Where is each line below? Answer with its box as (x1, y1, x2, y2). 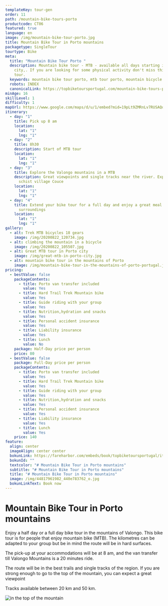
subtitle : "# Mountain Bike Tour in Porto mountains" (9, 467, 124, 472)
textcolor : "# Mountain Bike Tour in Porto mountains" (9, 463, 126, 468)
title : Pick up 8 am (14, 118, 57, 124)
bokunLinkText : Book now (9, 481, 61, 486)
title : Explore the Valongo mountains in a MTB (14, 170, 115, 175)
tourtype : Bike (5, 49, 37, 54)
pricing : (5, 267, 23, 272)
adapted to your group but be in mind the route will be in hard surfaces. (5, 540, 152, 546)
